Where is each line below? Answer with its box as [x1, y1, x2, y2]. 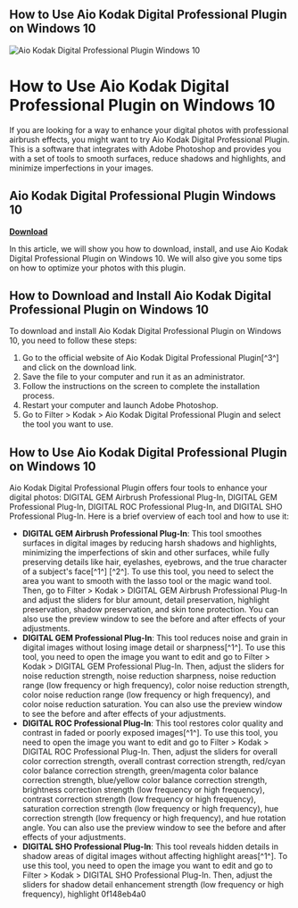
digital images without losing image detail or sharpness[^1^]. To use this [21, 642, 286, 653]
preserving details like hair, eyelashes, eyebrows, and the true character [21, 557, 287, 568]
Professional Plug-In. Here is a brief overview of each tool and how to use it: [9, 511, 290, 521]
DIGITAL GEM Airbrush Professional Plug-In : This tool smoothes [21, 529, 262, 539]
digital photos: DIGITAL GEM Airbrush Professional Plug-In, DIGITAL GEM [9, 492, 278, 503]
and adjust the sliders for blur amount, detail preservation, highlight [21, 595, 270, 605]
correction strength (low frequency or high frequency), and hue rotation [21, 812, 286, 824]
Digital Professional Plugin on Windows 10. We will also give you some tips [9, 253, 283, 263]
